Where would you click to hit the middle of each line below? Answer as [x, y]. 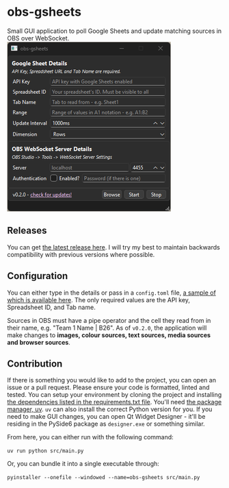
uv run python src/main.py [45, 451]
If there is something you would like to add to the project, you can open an [112, 380]
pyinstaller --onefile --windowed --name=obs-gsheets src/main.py [104, 478]
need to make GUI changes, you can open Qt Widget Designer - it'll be [106, 417]
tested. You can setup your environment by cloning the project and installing [114, 395]
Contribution [35, 364]
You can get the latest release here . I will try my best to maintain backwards [113, 247]
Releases [27, 231]
